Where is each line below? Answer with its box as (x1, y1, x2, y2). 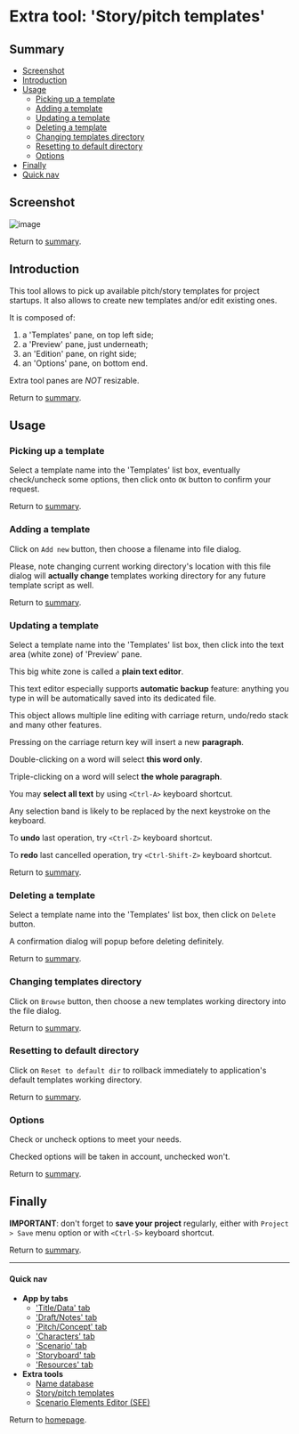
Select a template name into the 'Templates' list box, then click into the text (9, 639, 285, 650)
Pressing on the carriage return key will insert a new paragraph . (9, 736, 245, 747)
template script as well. (9, 579, 94, 590)
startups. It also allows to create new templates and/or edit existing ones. (9, 295, 278, 305)
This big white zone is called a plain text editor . (9, 666, 184, 676)
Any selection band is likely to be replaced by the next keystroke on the (9, 806, 271, 816)
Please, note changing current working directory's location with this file (9, 561, 271, 571)
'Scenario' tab (35, 1341, 87, 1351)
